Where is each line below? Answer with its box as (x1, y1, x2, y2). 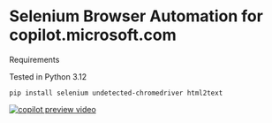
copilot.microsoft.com (9, 25, 177, 45)
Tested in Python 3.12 (9, 71, 87, 81)
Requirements (9, 54, 60, 65)
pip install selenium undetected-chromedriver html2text (9, 88, 223, 97)
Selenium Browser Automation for (9, 6, 263, 27)
